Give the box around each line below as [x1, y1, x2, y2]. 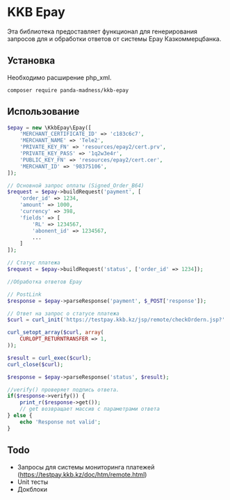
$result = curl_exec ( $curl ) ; [7, 354, 92, 361]
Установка [7, 55, 56, 67]
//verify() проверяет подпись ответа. [7, 386, 120, 393]
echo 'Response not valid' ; [19, 419, 101, 425]
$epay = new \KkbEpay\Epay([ [7, 124, 92, 131]
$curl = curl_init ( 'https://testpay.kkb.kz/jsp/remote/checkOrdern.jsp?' [7, 316, 226, 324]
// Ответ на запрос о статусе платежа [7, 310, 120, 317]
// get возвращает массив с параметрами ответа [19, 405, 160, 413]
